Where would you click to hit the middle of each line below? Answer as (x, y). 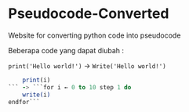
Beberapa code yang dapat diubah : (66, 50)
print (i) (36, 80)
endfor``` (24, 102)
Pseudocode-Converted (89, 14)
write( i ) (36, 95)
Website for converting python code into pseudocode (94, 35)
